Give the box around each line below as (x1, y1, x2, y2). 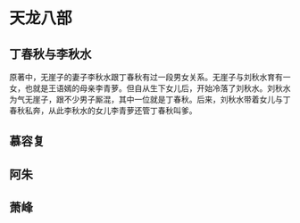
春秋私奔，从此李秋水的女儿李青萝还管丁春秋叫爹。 (9, 105, 197, 116)
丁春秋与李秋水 (9, 46, 92, 62)
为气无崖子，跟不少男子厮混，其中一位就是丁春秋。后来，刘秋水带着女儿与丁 (9, 95, 291, 104)
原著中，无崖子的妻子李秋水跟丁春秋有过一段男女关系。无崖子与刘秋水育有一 (9, 72, 291, 82)
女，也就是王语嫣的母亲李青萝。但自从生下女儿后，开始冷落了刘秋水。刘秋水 (9, 83, 291, 94)
